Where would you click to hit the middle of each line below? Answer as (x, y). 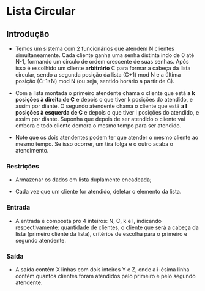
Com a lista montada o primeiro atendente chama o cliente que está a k (105, 93)
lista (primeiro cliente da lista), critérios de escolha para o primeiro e (101, 233)
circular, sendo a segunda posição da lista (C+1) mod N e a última (98, 74)
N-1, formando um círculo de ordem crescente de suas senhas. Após (102, 62)
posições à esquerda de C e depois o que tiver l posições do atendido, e (107, 112)
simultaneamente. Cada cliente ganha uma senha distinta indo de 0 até (105, 55)
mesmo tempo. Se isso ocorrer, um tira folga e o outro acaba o (94, 144)
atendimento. (32, 150)
